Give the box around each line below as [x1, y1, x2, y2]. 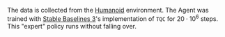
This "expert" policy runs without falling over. [7, 22, 137, 30]
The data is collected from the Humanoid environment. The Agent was [7, 6, 209, 14]
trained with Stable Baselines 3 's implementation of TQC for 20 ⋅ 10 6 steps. [7, 13, 218, 23]
